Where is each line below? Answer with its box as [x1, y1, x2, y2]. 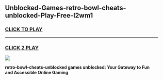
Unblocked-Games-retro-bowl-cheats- [5, 4, 126, 12]
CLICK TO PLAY [5, 26, 43, 33]
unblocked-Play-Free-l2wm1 [5, 12, 93, 20]
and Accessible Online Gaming [5, 69, 68, 75]
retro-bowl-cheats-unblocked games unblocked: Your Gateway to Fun [5, 64, 150, 70]
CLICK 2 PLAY [5, 44, 39, 51]
